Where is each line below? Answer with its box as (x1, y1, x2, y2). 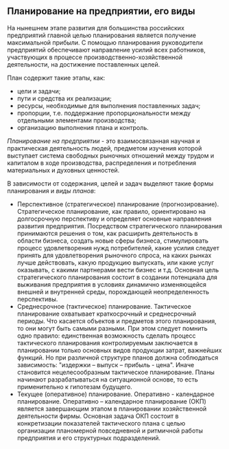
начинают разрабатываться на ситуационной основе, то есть (16, 375, 199, 384)
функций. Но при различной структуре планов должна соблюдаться (16, 353, 219, 362)
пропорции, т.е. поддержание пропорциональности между (16, 109, 191, 117)
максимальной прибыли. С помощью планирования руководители (7, 38, 204, 47)
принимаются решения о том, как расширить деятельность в (16, 229, 198, 237)
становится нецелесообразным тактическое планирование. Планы (16, 368, 215, 376)
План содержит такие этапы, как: (7, 74, 106, 82)
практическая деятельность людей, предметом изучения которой (7, 144, 202, 152)
